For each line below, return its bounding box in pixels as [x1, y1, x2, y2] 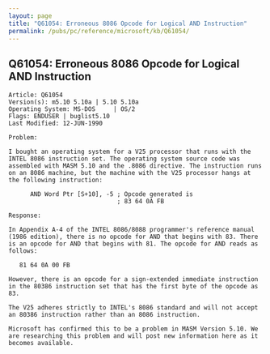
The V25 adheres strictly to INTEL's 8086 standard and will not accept [8, 304, 259, 312]
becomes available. [8, 339, 74, 348]
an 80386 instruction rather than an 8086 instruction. [8, 311, 200, 319]
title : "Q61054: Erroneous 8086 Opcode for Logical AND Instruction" [8, 19, 248, 28]
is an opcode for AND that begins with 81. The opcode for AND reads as [8, 240, 259, 248]
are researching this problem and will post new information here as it [8, 332, 259, 340]
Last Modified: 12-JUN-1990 [8, 119, 103, 128]
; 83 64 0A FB [116, 198, 164, 206]
